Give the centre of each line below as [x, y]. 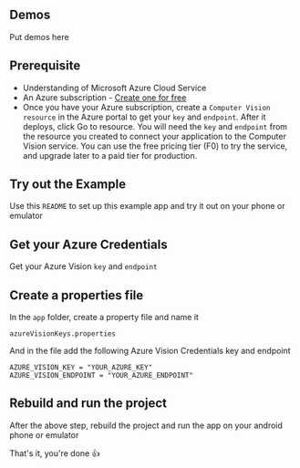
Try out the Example [67, 185]
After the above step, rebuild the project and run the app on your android [146, 425]
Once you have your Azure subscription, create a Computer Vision [146, 107]
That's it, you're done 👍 [55, 453]
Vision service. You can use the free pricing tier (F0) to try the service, [155, 146]
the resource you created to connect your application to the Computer [155, 136]
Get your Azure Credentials [88, 244]
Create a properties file [77, 295]
